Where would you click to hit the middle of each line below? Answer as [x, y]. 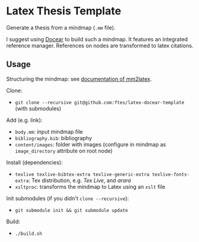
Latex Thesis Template [64, 11]
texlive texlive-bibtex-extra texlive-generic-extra [82, 174]
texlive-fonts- [171, 174]
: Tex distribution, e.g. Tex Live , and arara [80, 180]
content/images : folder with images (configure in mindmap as [90, 144]
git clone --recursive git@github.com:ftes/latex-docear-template [99, 102]
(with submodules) [38, 108]
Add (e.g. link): [25, 120]
